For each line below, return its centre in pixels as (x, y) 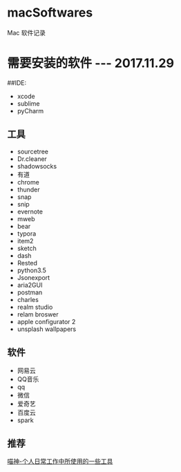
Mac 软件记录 (27, 32)
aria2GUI (30, 285)
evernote (30, 211)
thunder (28, 189)
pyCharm (30, 111)
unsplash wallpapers (47, 329)
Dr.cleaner (32, 159)
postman (30, 292)
